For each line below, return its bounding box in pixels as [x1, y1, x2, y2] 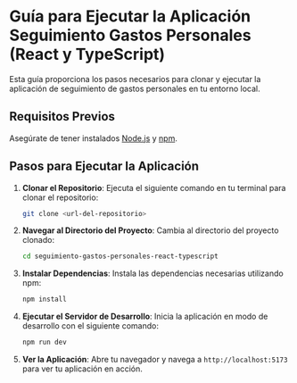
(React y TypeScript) [9, 45, 166, 64]
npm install [21, 295, 67, 304]
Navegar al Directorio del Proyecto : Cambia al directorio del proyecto [21, 225, 279, 236]
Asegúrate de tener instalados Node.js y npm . [9, 132, 178, 144]
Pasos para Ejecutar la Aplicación [9, 159, 199, 174]
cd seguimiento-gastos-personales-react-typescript [21, 252, 219, 261]
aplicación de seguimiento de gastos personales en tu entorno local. [9, 83, 260, 94]
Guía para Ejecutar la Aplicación [9, 6, 252, 27]
